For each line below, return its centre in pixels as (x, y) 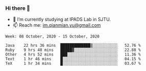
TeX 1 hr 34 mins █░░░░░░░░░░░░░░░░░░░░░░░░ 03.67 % (73, 64)
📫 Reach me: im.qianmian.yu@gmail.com (57, 25)
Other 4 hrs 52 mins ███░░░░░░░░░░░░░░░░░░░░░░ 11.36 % (73, 55)
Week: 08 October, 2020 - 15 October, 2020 (53, 37)
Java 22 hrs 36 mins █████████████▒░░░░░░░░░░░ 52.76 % (73, 46)
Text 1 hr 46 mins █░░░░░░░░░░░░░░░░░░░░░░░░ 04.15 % (73, 59)
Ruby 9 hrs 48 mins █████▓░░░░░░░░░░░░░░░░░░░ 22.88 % (73, 50)
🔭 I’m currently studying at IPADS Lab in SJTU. (62, 20)
